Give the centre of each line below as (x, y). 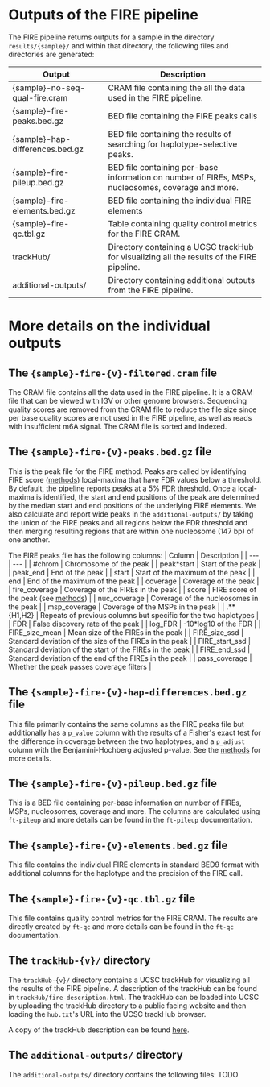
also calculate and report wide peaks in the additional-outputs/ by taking (131, 514)
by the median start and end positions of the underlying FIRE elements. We (132, 505)
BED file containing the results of (170, 134)
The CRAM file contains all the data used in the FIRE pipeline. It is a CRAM (131, 392)
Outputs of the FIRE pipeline (103, 15)
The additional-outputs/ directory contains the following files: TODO (123, 1074)
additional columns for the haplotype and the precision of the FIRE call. (126, 873)
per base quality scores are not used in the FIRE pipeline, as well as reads (130, 417)
